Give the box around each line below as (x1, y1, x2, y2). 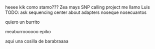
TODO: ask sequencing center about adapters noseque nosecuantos (5, 9, 146, 15)
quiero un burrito (5, 19, 40, 25)
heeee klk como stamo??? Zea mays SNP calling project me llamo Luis (5, 4, 150, 10)
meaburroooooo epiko (5, 29, 51, 34)
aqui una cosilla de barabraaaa (5, 38, 68, 44)
